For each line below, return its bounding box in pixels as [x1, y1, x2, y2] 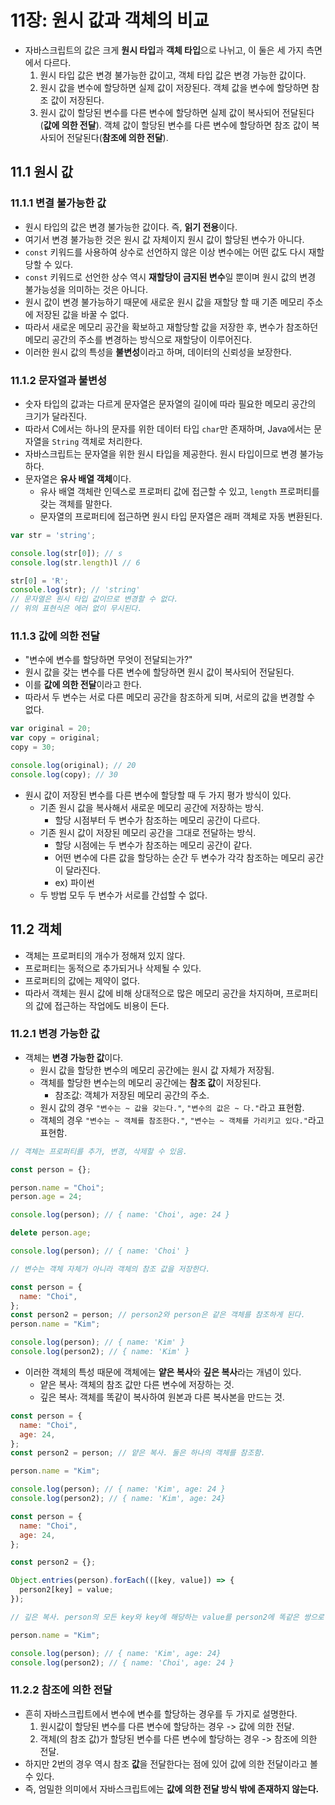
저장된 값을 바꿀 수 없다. [35, 308, 130, 320]
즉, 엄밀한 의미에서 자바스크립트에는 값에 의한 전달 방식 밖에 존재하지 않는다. [24, 1782, 320, 1795]
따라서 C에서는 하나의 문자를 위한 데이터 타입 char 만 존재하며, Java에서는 [24, 422, 312, 435]
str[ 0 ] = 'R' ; [10, 576, 70, 586]
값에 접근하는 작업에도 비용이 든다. [35, 999, 170, 1011]
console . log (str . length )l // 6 [10, 557, 141, 568]
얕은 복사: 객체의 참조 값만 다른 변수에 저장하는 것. [39, 1378, 235, 1390]
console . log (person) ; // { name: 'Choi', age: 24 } [10, 1210, 230, 1220]
